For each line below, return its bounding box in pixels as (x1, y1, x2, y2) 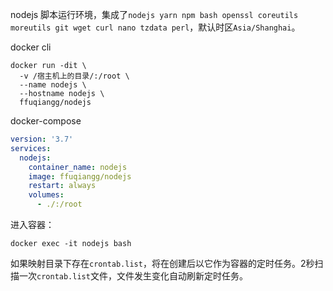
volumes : (28, 190, 65, 200)
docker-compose (10, 115, 82, 127)
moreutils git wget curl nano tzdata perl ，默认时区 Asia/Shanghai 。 (10, 21, 301, 33)
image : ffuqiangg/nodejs (28, 171, 132, 182)
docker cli (10, 41, 52, 53)
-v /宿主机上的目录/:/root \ (19, 71, 130, 81)
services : (10, 143, 52, 153)
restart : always (28, 181, 97, 191)
